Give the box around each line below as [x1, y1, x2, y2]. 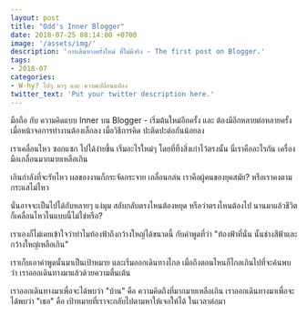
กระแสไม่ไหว [10, 181, 49, 192]
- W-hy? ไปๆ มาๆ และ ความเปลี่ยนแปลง [10, 81, 128, 90]
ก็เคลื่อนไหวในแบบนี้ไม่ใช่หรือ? [10, 210, 103, 221]
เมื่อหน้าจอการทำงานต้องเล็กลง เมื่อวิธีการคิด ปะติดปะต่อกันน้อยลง [10, 125, 205, 136]
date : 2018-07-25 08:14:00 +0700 [10, 30, 138, 39]
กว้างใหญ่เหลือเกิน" [10, 238, 69, 249]
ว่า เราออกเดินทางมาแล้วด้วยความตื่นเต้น [10, 267, 131, 278]
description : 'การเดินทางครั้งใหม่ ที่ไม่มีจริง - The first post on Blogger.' [10, 47, 265, 56]
